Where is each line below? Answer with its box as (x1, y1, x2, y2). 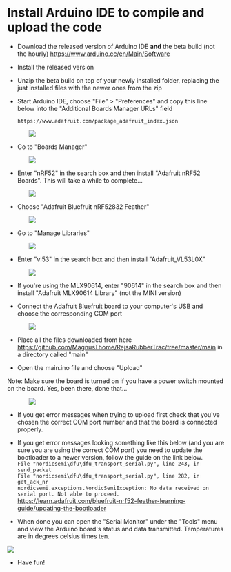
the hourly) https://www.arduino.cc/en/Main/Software (17, 50, 170, 58)
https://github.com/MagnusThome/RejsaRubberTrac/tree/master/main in (17, 343, 223, 351)
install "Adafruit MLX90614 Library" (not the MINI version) (17, 288, 181, 297)
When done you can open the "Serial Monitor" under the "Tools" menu (17, 517, 219, 525)
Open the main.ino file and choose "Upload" (17, 363, 143, 371)
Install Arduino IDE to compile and (7, 5, 205, 21)
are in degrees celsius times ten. (17, 532, 110, 540)
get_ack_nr (17, 478, 49, 485)
